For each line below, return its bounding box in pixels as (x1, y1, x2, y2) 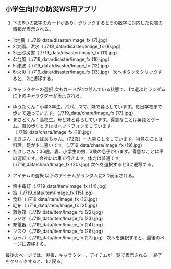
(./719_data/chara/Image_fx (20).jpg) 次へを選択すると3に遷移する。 (12, 161, 156, 167)
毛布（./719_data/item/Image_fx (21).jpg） (12, 202, 101, 208)
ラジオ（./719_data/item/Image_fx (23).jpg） (12, 215, 106, 221)
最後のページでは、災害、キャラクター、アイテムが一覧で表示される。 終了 (5, 252, 162, 258)
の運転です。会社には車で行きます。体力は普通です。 (12, 155, 124, 161)
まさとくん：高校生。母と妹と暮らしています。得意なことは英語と (12, 116, 151, 122)
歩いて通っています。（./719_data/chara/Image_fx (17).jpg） (12, 110, 136, 116)
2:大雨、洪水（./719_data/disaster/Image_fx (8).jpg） (12, 43, 124, 49)
